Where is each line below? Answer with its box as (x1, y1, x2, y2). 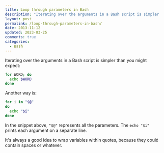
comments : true (5, 35, 36, 40)
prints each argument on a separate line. (5, 127, 87, 133)
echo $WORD (9, 77, 32, 82)
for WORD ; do (5, 72, 32, 77)
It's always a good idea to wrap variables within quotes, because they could (5, 137, 159, 143)
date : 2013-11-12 (5, 26, 41, 31)
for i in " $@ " (5, 99, 34, 105)
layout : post (5, 16, 32, 21)
